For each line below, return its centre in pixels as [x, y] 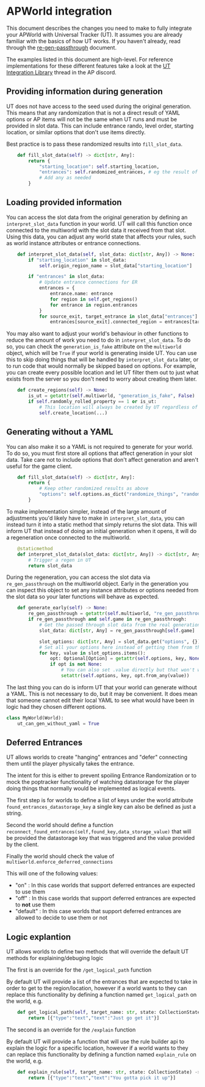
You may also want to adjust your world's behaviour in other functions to [98, 334]
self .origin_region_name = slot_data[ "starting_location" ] [115, 266]
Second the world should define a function [60, 825]
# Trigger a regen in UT [60, 560]
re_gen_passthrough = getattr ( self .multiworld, [90, 614]
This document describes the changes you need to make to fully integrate [99, 28]
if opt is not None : [76, 664]
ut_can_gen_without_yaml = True [58, 723]
